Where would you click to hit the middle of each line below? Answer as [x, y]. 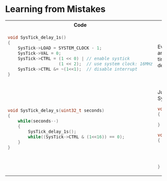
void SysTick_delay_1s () [37, 37]
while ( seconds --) [38, 121]
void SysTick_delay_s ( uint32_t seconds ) [56, 111]
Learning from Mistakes [55, 9]
